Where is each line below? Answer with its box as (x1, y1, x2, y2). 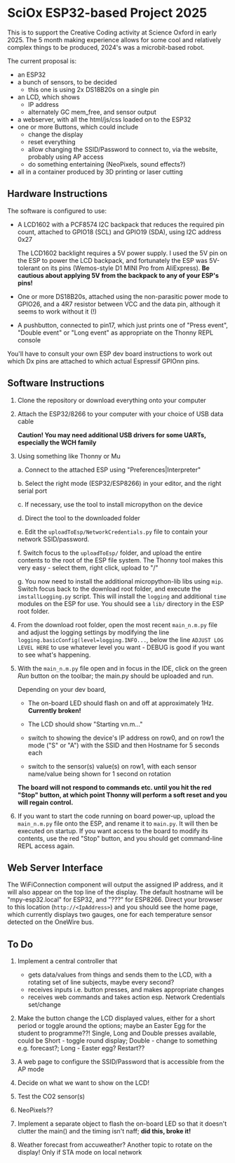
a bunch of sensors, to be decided (17, 77, 117, 86)
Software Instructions (7, 378, 105, 390)
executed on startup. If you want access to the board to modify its (17, 826, 208, 835)
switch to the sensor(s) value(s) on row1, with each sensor (27, 762, 197, 771)
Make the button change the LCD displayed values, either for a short (17, 1014, 215, 1022)
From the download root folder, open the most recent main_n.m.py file (17, 620, 217, 629)
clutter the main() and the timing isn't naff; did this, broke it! (17, 1127, 192, 1136)
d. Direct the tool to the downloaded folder (17, 513, 140, 522)
